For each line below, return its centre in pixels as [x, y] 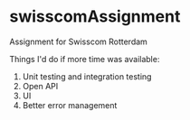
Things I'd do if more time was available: [85, 59]
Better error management [70, 105]
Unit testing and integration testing [87, 76]
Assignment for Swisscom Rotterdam [78, 42]
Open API [40, 86]
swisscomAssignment [95, 17]
